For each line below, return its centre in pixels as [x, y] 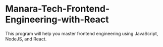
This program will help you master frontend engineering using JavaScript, [82, 33]
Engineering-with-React [57, 19]
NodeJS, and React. [26, 39]
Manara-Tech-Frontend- [58, 9]
